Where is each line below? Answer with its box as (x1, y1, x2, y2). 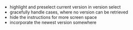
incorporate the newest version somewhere (9, 19, 97, 25)
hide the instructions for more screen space (9, 15, 97, 20)
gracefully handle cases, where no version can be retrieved (9, 9, 128, 15)
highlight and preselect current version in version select (9, 4, 121, 10)
